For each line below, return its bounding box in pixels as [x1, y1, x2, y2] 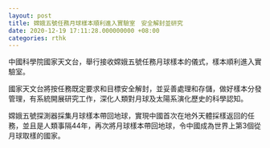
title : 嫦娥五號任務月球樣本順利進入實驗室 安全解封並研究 [8, 19, 183, 27]
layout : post [8, 11, 52, 20]
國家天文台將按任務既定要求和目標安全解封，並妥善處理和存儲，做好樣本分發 [8, 84, 262, 94]
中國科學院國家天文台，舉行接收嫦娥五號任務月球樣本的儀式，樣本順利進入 [8, 57, 255, 66]
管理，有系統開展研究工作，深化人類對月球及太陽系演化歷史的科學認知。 [8, 94, 247, 104]
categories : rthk [8, 34, 67, 42]
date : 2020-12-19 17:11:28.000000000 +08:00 [8, 26, 160, 34]
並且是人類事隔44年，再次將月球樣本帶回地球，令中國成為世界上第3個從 [22, 121, 261, 130]
